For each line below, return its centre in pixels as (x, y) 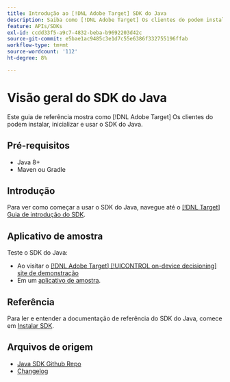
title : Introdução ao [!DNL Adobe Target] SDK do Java (87, 13)
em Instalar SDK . (31, 325)
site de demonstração (48, 273)
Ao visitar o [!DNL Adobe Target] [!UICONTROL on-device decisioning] (117, 266)
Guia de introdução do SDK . (46, 215)
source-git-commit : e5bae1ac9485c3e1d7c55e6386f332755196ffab (98, 39)
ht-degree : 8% (27, 58)
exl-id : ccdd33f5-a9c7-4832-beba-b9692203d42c (75, 33)
